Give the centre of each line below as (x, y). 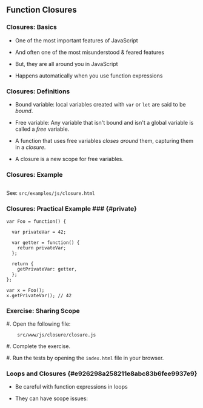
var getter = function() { (46, 242)
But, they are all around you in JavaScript (66, 64)
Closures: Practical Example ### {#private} (72, 209)
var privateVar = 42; (39, 232)
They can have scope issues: (52, 398)
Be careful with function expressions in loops (72, 387)
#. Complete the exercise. (38, 346)
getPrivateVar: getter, (47, 269)
